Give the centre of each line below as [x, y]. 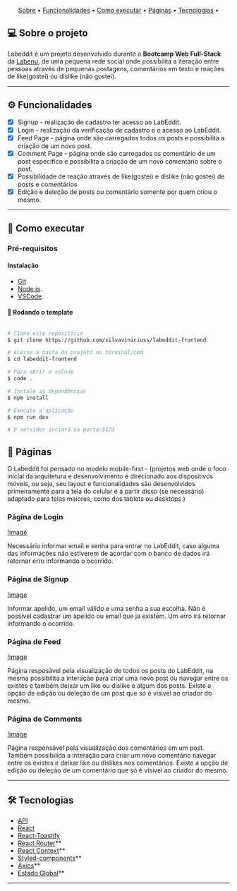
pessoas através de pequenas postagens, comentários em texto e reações [116, 68]
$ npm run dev [28, 417]
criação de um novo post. [55, 146]
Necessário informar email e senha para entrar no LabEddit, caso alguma [114, 546]
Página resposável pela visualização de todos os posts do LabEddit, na [110, 671]
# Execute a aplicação [41, 411]
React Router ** [39, 843]
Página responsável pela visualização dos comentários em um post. [106, 748]
